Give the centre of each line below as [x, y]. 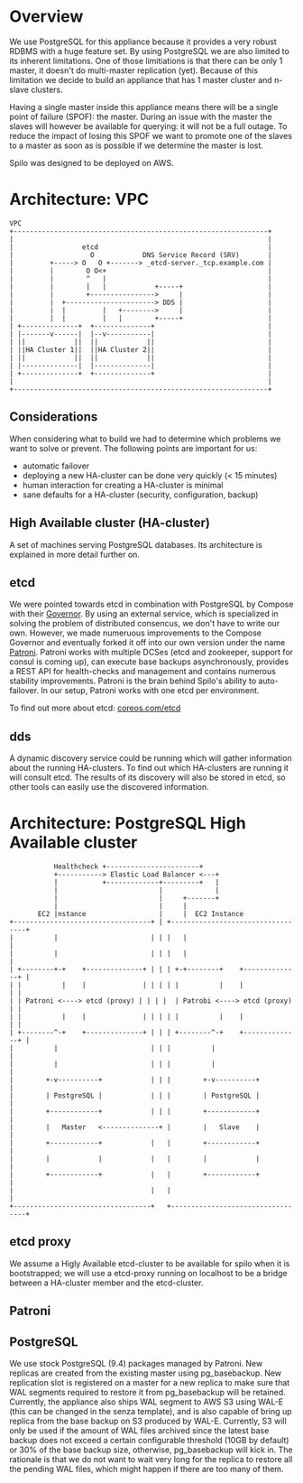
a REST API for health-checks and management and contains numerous [143, 672]
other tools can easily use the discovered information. [109, 787]
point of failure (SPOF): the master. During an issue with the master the [141, 116]
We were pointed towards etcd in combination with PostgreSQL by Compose [151, 604]
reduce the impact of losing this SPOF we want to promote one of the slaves [151, 135]
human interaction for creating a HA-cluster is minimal [123, 485]
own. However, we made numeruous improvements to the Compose [135, 633]
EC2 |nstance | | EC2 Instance [141, 914]
